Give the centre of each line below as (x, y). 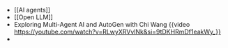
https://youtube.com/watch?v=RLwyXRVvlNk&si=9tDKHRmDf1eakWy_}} (117, 32)
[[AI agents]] (32, 10)
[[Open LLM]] (33, 17)
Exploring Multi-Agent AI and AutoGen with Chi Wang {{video (102, 24)
